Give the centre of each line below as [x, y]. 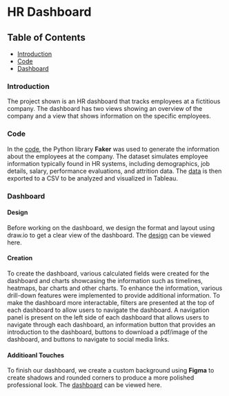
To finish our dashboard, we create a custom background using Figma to [111, 371]
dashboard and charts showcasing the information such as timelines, [105, 280]
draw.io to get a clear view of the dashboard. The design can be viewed [109, 235]
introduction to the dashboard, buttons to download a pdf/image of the [108, 332]
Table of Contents [47, 38]
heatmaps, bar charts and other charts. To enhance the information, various [115, 288]
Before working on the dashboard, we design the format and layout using [111, 227]
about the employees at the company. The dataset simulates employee [108, 156]
